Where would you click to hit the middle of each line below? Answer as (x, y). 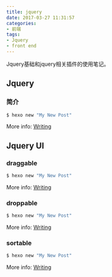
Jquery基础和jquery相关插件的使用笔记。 (58, 64)
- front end (21, 46)
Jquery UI (25, 146)
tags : (13, 35)
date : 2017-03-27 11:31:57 (40, 18)
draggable (22, 163)
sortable (19, 243)
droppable (22, 203)
